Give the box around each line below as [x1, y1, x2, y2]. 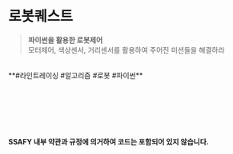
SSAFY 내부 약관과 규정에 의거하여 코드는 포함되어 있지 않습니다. [8, 136, 210, 146]
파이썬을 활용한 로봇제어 [27, 35, 103, 45]
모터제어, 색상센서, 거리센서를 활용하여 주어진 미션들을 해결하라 [27, 45, 226, 54]
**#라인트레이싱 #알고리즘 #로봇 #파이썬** [8, 70, 143, 80]
